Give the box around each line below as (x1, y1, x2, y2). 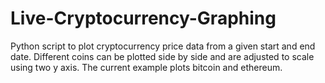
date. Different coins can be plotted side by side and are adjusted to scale (10, 50, 315, 62)
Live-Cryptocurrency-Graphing (10, 7, 277, 30)
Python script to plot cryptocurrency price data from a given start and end (10, 40, 316, 52)
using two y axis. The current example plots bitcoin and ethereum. (10, 61, 283, 73)
